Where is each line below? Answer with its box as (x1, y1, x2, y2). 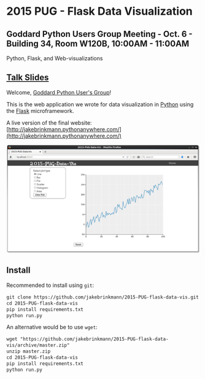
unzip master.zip (6, 348, 51, 354)
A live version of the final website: (6, 119, 92, 127)
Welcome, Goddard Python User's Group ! (6, 88, 112, 96)
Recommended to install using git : (6, 281, 95, 289)
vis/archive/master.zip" (6, 342, 70, 348)
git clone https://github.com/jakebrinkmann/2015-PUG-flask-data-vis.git (6, 294, 199, 300)
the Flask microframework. (6, 107, 74, 114)
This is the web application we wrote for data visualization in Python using (6, 100, 194, 108)
